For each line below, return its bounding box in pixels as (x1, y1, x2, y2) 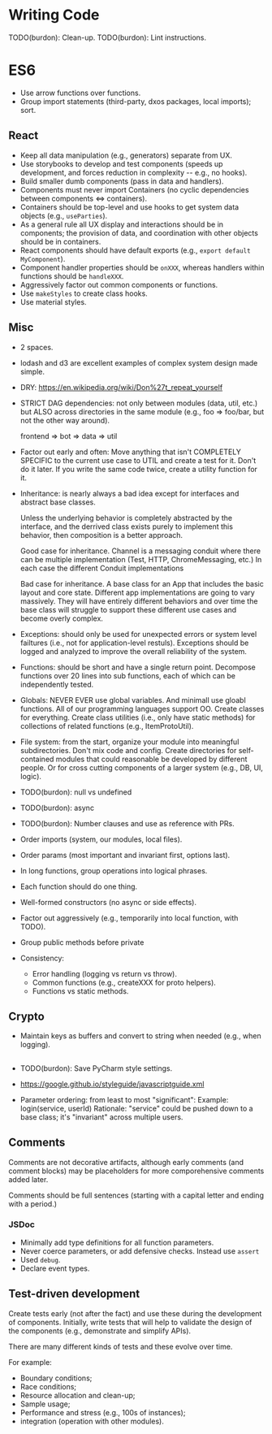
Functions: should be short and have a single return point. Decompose (19, 662, 256, 672)
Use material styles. (19, 297, 87, 306)
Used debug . (19, 1254, 61, 1264)
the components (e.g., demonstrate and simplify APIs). (8, 1326, 192, 1336)
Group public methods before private (19, 937, 145, 947)
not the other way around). (19, 415, 110, 425)
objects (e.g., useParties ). (19, 210, 108, 220)
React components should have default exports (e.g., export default (19, 245, 251, 255)
